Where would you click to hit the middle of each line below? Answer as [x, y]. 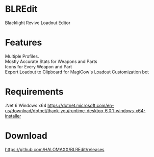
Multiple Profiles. [22, 56]
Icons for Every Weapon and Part [38, 66]
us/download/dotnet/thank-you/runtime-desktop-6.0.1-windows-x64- [75, 110]
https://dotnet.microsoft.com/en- [81, 105]
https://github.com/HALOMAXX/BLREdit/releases [55, 149]
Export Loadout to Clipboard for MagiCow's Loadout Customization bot [77, 72]
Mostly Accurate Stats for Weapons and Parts [51, 61]
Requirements [34, 92]
